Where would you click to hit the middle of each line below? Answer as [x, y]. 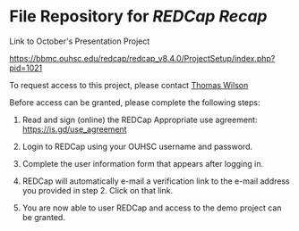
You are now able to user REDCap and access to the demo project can [152, 208]
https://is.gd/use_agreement [74, 129]
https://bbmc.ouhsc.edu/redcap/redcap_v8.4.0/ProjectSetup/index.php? [142, 58]
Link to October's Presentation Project [80, 41]
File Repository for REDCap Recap [138, 16]
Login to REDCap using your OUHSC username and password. [137, 146]
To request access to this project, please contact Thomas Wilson [129, 85]
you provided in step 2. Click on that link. [98, 190]
